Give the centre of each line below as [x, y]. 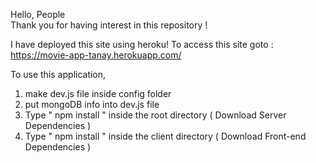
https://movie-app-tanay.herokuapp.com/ [96, 55]
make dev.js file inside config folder [98, 93]
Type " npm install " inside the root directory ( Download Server [155, 115]
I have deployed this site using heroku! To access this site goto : [142, 44]
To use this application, [58, 74]
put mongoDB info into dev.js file [92, 104]
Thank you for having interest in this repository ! [109, 25]
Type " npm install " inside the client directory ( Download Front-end [165, 136]
